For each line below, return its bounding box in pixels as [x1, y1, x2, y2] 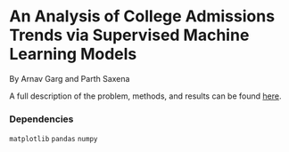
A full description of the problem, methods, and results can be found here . [9, 91, 282, 101]
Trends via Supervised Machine [9, 25, 250, 45]
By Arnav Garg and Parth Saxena [9, 73, 130, 84]
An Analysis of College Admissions [9, 6, 275, 27]
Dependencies [9, 113, 74, 125]
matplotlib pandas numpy [9, 135, 98, 144]
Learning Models [9, 44, 137, 64]
